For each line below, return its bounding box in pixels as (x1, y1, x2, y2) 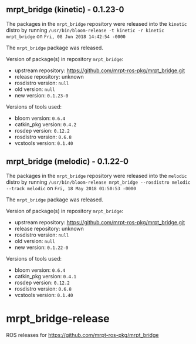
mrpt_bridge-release (6, 312, 110, 325)
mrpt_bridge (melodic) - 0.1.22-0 (6, 157, 129, 167)
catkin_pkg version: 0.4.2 (14, 120, 77, 128)
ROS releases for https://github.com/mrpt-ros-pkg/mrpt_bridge (6, 331, 159, 338)
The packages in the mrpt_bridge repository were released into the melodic (6, 172, 187, 179)
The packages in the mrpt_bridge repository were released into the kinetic (6, 20, 187, 27)
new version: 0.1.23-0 (14, 92, 69, 99)
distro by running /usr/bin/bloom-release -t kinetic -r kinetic (6, 26, 164, 33)
